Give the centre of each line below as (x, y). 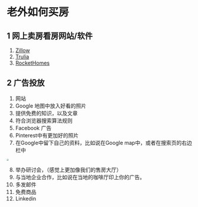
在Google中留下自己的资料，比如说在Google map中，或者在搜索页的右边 (104, 143)
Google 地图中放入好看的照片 (51, 106)
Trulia (22, 56)
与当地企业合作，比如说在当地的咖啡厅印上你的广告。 (80, 177)
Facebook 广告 (33, 128)
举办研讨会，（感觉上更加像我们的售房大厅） (68, 170)
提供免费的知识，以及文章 (46, 113)
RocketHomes (32, 63)
